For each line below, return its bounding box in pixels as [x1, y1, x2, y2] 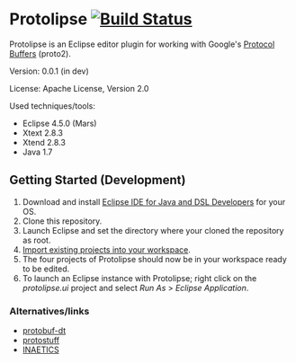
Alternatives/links [9, 305, 90, 317]
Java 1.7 [22, 146, 53, 157]
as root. [22, 235, 51, 245]
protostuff [22, 335, 60, 346]
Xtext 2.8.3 [22, 127, 63, 138]
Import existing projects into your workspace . [22, 243, 192, 255]
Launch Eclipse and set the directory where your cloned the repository [22, 225, 284, 235]
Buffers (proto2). [9, 48, 72, 58]
